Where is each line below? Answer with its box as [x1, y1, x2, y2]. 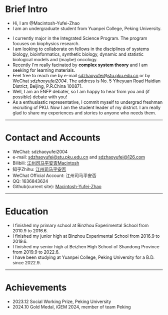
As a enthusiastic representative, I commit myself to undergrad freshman [12, 99, 163, 105]
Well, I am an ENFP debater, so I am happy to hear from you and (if [12, 88, 150, 94]
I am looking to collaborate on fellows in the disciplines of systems [12, 46, 149, 52]
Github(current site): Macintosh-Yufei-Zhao [12, 183, 101, 189]
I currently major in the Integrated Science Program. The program [12, 35, 147, 41]
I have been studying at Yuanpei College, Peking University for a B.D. [12, 254, 155, 260]
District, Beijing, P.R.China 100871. [12, 83, 83, 89]
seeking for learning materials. [12, 67, 75, 73]
